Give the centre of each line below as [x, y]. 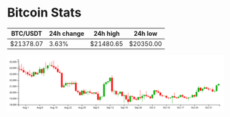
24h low [145, 34]
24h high [107, 34]
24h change [67, 34]
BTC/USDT [27, 34]
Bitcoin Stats [44, 13]
